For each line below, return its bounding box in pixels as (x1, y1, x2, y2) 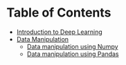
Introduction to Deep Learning (16, 28, 103, 36)
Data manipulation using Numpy (26, 42, 118, 50)
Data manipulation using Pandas (26, 50, 119, 58)
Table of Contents (6, 5, 111, 21)
